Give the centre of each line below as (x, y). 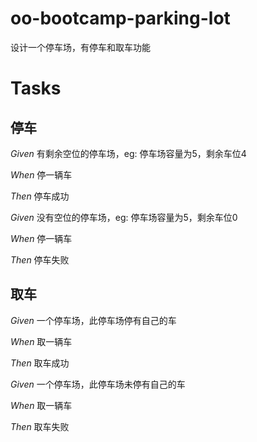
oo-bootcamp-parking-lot (120, 18)
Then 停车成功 (40, 196)
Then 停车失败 (40, 259)
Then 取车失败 (40, 426)
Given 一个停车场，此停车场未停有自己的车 (98, 384)
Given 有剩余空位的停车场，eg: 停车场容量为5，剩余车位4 (128, 153)
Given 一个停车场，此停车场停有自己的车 (93, 320)
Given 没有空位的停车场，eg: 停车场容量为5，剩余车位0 (124, 217)
